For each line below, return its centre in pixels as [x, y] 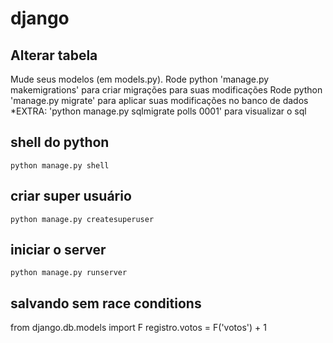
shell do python [60, 142]
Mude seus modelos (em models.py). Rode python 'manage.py [140, 79]
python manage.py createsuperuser [82, 219]
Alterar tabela [54, 55]
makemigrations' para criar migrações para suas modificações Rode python [166, 90]
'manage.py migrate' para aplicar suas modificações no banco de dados [159, 100]
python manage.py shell [60, 165]
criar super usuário [71, 196]
